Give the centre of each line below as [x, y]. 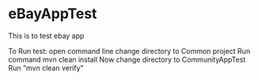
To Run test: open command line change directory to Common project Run [129, 51]
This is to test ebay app [46, 36]
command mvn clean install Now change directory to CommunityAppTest [127, 59]
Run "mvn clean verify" [46, 67]
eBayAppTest [53, 14]
